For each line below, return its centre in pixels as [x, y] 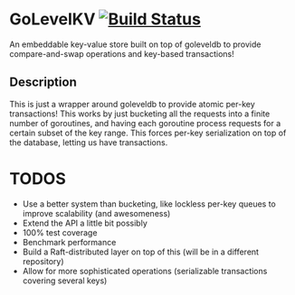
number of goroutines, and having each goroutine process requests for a [145, 123]
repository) [43, 261]
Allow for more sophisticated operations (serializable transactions [145, 271]
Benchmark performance [69, 242]
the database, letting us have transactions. [89, 142]
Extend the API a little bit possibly [85, 223]
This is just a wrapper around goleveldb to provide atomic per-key [132, 104]
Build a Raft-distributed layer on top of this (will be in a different [141, 252]
